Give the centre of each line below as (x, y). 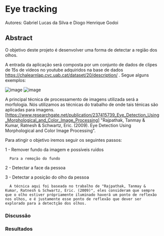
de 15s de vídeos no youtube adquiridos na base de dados (64, 70)
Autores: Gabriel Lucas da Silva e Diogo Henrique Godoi (62, 23)
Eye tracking (31, 9)
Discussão (18, 215)
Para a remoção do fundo (35, 158)
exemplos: (15, 80)
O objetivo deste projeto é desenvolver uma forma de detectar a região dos (81, 50)
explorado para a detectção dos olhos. (46, 203)
